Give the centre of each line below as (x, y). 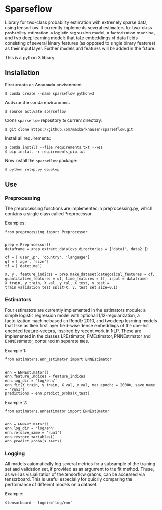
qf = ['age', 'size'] (27, 262)
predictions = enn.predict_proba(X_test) (48, 393)
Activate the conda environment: (38, 102)
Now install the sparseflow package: (41, 160)
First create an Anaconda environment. (44, 85)
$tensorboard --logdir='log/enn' (39, 503)
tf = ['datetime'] (24, 266)
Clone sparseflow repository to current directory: (54, 120)
